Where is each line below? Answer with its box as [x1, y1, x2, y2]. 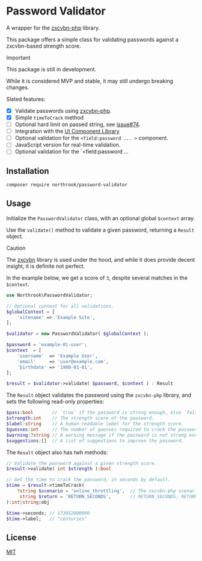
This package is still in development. [6, 65, 97, 73]
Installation [6, 166, 49, 176]
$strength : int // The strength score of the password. [6, 415, 155, 422]
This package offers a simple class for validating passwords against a [6, 36, 179, 43]
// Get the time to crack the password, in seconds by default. [6, 477, 171, 483]
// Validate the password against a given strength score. [6, 460, 158, 466]
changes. [6, 83, 29, 91]
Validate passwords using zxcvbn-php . [14, 107, 112, 114]
